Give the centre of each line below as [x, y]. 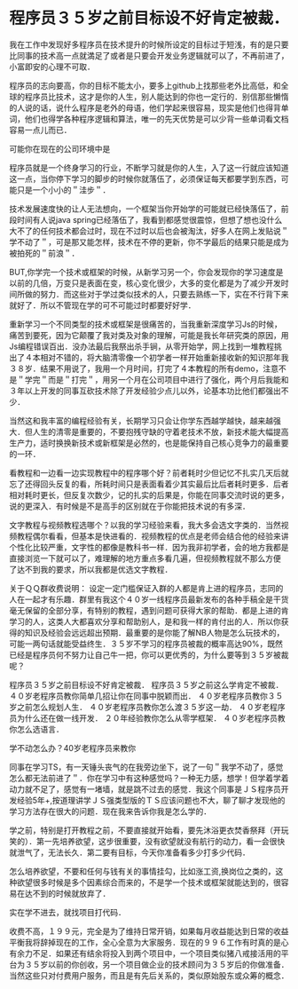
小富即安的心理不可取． [52, 67]
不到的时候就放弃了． [71, 893]
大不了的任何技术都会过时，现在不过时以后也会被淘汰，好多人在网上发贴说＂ [149, 231]
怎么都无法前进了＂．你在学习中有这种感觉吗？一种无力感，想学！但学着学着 [149, 778]
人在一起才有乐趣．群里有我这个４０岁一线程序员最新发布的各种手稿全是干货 [149, 599]
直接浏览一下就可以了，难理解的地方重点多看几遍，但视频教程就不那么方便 [145, 558]
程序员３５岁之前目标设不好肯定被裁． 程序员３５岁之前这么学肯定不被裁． [146, 684]
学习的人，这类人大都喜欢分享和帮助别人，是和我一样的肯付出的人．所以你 [145, 621]
